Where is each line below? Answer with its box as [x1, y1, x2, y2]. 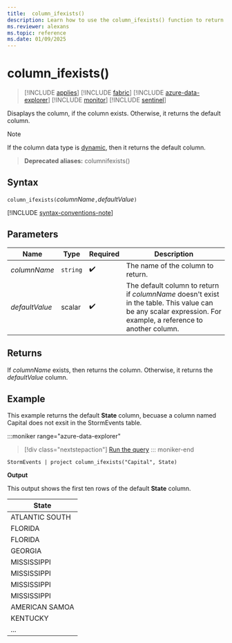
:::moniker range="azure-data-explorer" [7, 432, 121, 440]
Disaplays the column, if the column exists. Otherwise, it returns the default [7, 109, 221, 118]
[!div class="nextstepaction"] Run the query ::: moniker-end [23, 445, 195, 454]
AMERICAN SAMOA [10, 602, 75, 612]
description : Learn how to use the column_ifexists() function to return [7, 17, 224, 24]
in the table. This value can [126, 298, 213, 308]
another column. [126, 324, 180, 333]
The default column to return [126, 281, 220, 290]
